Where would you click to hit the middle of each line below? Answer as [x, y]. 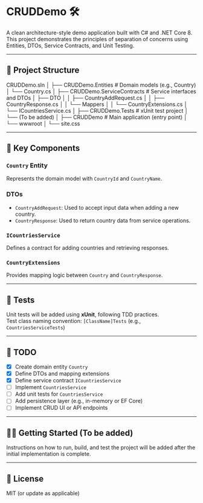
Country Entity [27, 165]
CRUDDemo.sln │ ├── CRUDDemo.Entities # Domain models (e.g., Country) [101, 85]
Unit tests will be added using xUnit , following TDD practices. [83, 315]
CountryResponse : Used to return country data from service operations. [103, 220]
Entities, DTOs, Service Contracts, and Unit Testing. [70, 45]
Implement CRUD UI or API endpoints [61, 408]
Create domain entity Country [51, 367]
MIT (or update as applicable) [43, 493]
